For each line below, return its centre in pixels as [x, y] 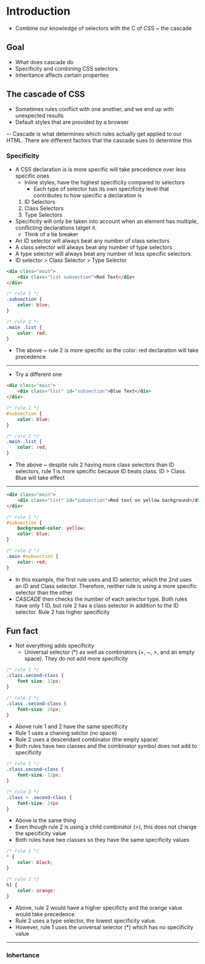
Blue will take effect [40, 478]
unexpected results [39, 115]
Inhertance [23, 955]
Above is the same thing [45, 821]
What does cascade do [44, 62]
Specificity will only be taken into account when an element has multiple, [106, 221]
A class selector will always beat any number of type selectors [94, 247]
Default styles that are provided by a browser [72, 122]
